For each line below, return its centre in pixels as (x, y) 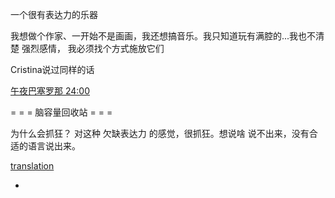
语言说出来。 (54, 146)
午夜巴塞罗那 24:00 (50, 91)
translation (32, 166)
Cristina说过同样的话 (52, 69)
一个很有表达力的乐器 (54, 14)
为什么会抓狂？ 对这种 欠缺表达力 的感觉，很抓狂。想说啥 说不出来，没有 (160, 133)
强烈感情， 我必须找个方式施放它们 (93, 48)
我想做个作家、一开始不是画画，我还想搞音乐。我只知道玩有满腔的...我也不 (163, 36)
